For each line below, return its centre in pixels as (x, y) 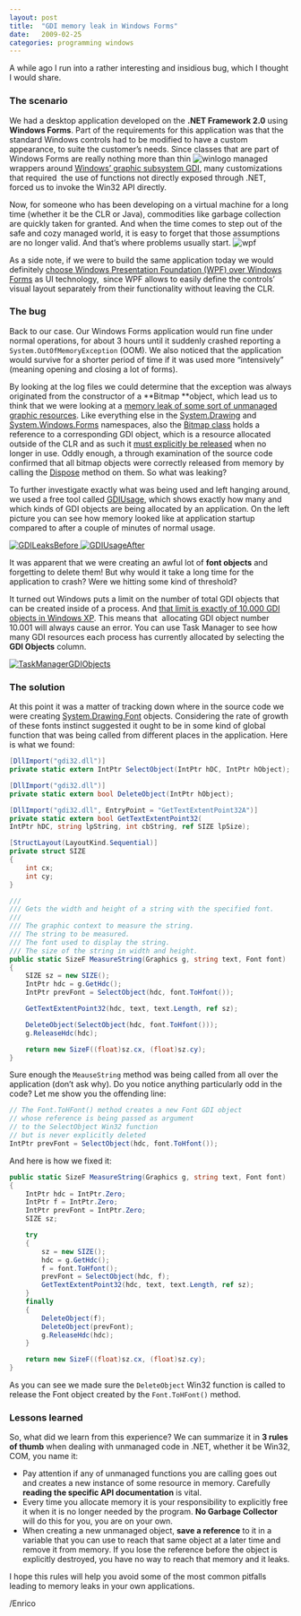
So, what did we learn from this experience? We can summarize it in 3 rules (149, 1437)
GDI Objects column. (48, 646)
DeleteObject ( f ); (73, 1318)
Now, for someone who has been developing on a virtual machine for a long (149, 204)
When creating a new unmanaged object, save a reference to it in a (147, 1531)
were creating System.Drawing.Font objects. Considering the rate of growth (149, 716)
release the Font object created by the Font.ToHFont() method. (125, 1395)
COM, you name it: (44, 1456)
